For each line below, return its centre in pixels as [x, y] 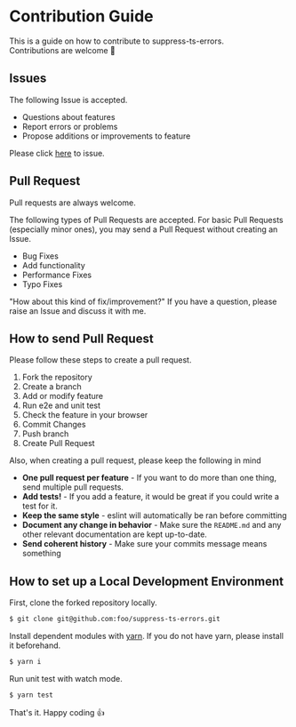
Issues [28, 79]
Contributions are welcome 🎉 [62, 50]
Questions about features [68, 116]
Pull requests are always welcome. [72, 203]
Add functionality [54, 265]
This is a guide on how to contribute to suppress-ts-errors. [117, 41]
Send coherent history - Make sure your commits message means [144, 544]
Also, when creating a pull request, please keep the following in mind [135, 460]
